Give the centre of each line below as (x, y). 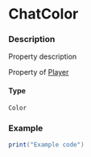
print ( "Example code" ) (46, 145)
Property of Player (39, 72)
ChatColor (43, 14)
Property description (43, 56)
